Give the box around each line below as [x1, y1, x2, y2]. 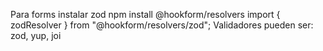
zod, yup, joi [10, 30, 62, 41]
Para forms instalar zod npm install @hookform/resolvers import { [10, 9, 281, 20]
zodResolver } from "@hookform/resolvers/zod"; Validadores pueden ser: [10, 19, 314, 31]
